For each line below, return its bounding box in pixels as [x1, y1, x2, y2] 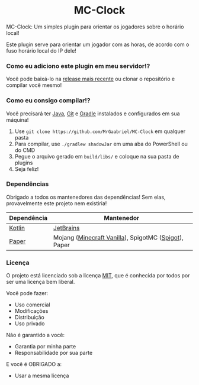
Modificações [14, 308, 49, 315]
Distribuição [14, 314, 44, 321]
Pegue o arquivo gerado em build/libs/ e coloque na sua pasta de [14, 153, 179, 160]
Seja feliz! [14, 165, 39, 172]
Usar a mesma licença [14, 372, 69, 379]
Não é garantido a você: [6, 332, 65, 339]
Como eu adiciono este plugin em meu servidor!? [6, 62, 150, 70]
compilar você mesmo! [6, 82, 62, 89]
